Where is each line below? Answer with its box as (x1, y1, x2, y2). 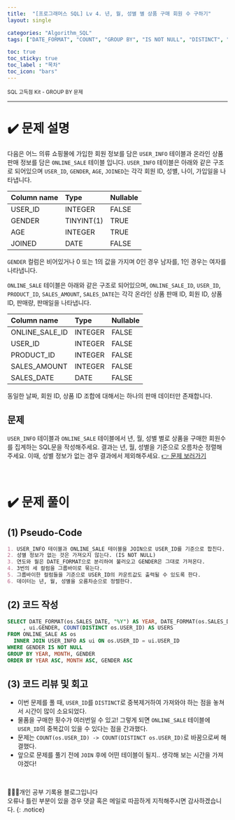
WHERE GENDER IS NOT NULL (7, 644, 83, 651)
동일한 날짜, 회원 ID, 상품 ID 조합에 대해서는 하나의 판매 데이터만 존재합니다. (7, 391, 213, 400)
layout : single (7, 17, 52, 24)
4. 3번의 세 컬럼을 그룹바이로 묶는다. (7, 565, 103, 572)
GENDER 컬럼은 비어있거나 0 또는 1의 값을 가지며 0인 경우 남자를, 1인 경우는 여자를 (7, 257, 227, 266)
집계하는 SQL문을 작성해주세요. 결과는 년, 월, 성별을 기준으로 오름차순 (14, 442, 204, 451)
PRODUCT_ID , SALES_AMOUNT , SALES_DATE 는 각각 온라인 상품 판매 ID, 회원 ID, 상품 (7, 290, 222, 298)
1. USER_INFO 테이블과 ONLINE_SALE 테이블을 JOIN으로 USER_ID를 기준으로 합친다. (7, 545, 225, 553)
